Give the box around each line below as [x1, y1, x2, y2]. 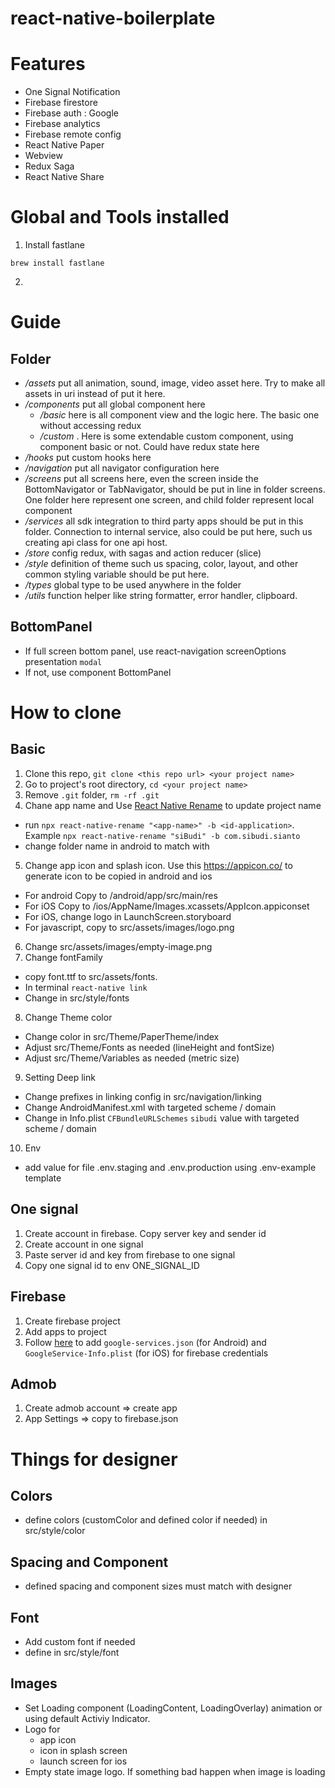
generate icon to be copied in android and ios [24, 870, 213, 882]
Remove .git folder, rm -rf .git [24, 788, 160, 801]
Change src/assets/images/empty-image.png [24, 940, 213, 952]
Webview [24, 150, 63, 162]
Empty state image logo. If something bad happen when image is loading [24, 1765, 326, 1777]
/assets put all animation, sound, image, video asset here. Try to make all [24, 377, 326, 389]
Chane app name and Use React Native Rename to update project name [24, 799, 322, 811]
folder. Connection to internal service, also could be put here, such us [24, 526, 313, 538]
